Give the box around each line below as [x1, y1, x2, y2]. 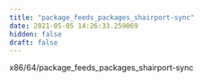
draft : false [9, 37, 58, 47]
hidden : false [9, 29, 63, 38]
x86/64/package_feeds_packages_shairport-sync [9, 62, 194, 73]
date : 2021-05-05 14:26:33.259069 [9, 21, 139, 30]
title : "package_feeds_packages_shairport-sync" [9, 12, 195, 22]
